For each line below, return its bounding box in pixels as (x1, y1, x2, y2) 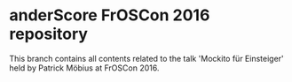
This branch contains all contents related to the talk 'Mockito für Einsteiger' (9, 53, 284, 63)
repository (9, 24, 89, 44)
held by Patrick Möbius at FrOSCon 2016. (9, 63, 160, 73)
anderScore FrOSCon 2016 (9, 5, 210, 26)
